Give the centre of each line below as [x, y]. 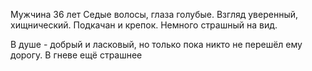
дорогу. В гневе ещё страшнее [76, 55]
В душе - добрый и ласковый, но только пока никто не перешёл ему [156, 44]
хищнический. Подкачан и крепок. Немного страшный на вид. [144, 25]
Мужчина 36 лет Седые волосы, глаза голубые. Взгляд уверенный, [154, 14]
